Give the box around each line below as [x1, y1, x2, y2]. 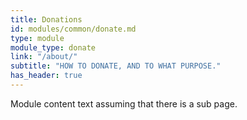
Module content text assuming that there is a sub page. [10, 97, 238, 110]
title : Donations [10, 14, 83, 25]
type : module [10, 33, 65, 43]
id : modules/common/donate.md [10, 24, 137, 34]
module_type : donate [10, 42, 97, 53]
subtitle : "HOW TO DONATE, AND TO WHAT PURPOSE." [10, 61, 222, 71]
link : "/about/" [10, 52, 78, 62]
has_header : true [10, 71, 83, 81]
